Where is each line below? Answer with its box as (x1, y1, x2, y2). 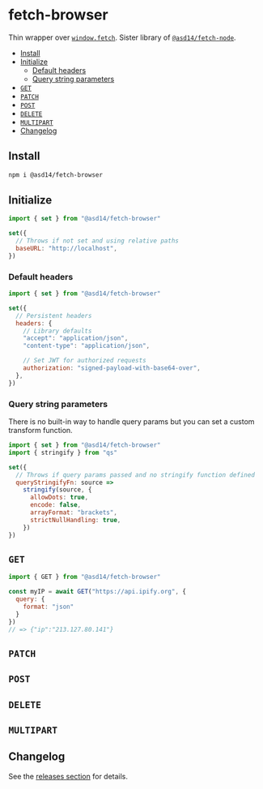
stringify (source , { (23, 486, 92, 494)
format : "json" (23, 602, 74, 611)
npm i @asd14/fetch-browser (8, 170, 104, 179)
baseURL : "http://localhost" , (15, 245, 117, 253)
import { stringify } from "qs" (8, 448, 117, 457)
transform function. (8, 426, 73, 435)
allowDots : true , (29, 493, 89, 502)
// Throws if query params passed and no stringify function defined (15, 470, 255, 479)
